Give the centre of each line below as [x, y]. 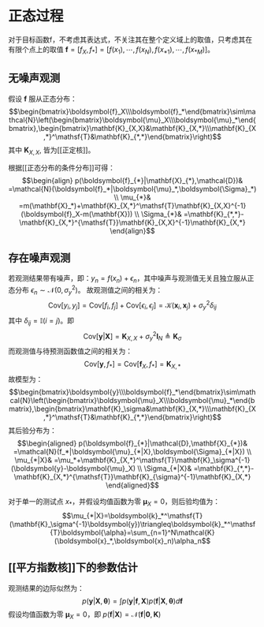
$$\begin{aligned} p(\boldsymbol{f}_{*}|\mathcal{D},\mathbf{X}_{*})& [132, 443]
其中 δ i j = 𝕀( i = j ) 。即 [41, 321]
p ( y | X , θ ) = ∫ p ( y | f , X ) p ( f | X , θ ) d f [132, 601]
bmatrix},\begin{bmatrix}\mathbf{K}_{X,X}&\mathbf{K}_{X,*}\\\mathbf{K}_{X [132, 128]
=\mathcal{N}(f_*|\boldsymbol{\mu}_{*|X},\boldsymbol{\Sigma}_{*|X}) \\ [132, 451]
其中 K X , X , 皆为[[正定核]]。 [52, 151]
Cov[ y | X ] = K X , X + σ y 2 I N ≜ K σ [132, 336]
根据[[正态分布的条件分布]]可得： [62, 168]
